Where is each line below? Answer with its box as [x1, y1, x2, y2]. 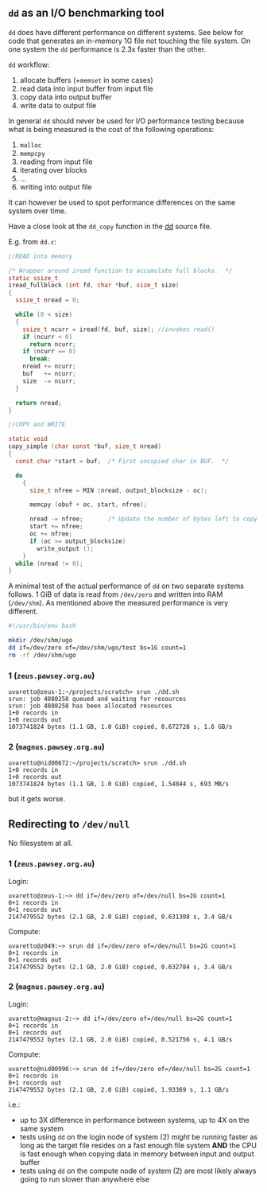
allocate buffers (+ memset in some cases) [19, 75, 153, 84]
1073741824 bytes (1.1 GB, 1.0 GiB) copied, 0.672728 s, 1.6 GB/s [8, 723, 233, 731]
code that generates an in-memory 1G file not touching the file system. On [8, 36, 251, 45]
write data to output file [19, 100, 97, 110]
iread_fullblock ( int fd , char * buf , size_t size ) [8, 282, 180, 290]
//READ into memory [8, 252, 73, 260]
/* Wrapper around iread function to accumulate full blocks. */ [8, 267, 233, 275]
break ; [29, 355, 52, 363]
